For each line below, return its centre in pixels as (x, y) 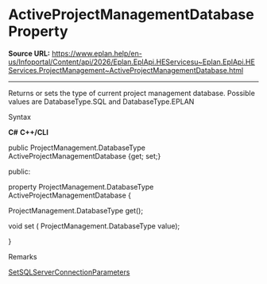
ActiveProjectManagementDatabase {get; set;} (85, 155)
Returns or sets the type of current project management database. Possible (132, 93)
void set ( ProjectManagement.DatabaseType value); (94, 226)
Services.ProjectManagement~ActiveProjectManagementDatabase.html (126, 70)
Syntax (20, 117)
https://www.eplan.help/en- (97, 53)
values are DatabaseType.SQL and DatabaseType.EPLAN (101, 102)
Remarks (23, 256)
